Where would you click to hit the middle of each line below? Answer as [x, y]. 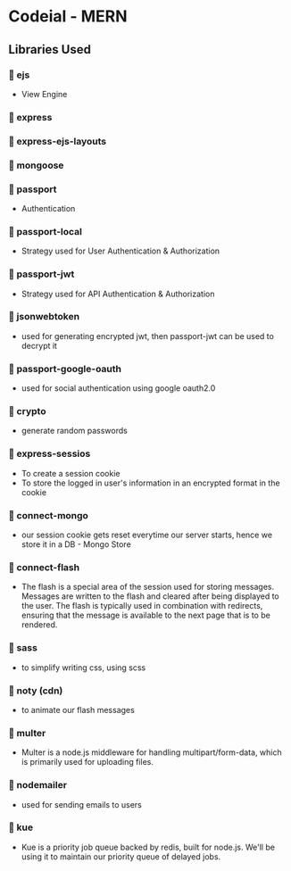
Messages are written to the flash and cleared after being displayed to [150, 596]
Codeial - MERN [68, 17]
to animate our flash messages [78, 709]
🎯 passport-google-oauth [65, 369]
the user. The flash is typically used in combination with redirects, [142, 606]
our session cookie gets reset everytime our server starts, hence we [147, 535]
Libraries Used [50, 50]
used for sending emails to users [81, 804]
